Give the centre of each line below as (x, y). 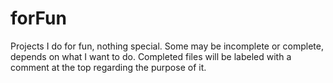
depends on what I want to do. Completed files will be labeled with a (151, 56)
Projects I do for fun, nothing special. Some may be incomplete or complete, (167, 46)
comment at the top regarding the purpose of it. (108, 67)
